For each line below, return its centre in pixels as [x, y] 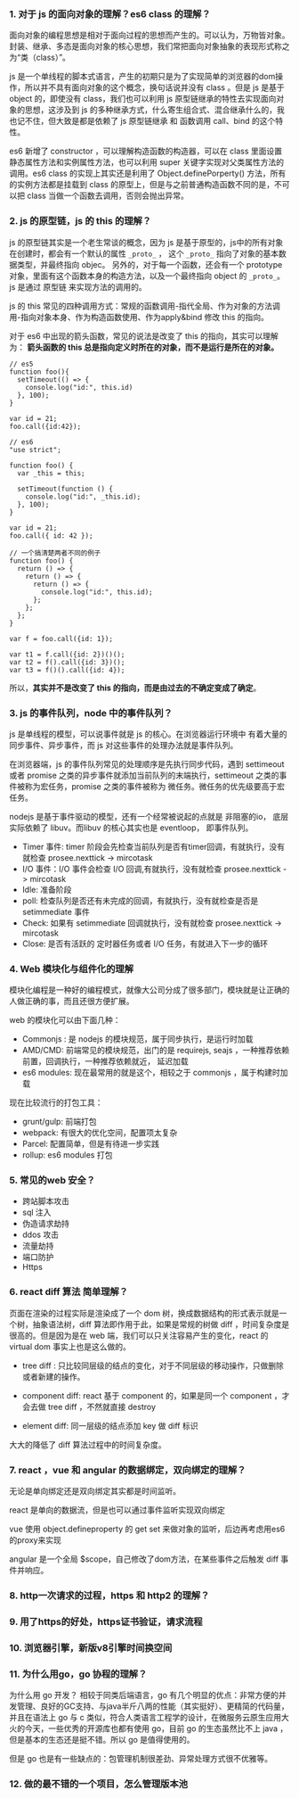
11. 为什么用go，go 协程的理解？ [78, 1674]
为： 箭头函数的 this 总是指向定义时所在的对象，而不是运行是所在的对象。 [144, 347]
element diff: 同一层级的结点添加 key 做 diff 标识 [110, 1425]
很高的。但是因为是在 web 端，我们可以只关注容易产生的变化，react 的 [139, 1335]
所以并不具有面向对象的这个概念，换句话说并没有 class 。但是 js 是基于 [154, 87]
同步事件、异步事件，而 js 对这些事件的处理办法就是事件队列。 [124, 745]
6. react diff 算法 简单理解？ [69, 1292]
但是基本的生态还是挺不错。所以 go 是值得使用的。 [102, 1740]
